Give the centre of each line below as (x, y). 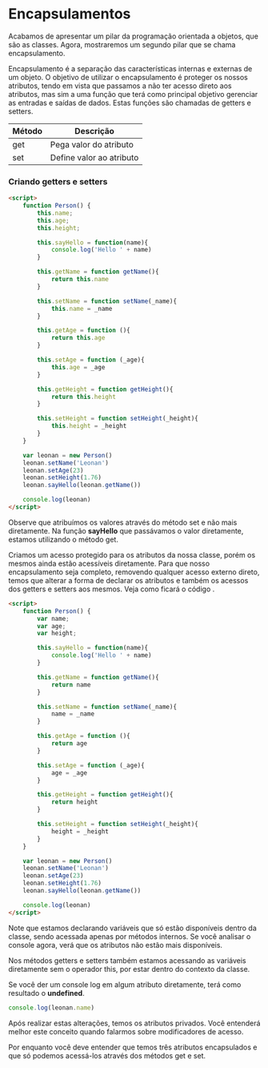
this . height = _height (89, 426)
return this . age (78, 338)
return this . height (83, 397)
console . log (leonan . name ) (51, 1008)
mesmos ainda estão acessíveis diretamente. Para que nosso (109, 563)
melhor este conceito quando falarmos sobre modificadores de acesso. (126, 1031)
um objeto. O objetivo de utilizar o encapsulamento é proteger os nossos (128, 77)
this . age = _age (78, 367)
